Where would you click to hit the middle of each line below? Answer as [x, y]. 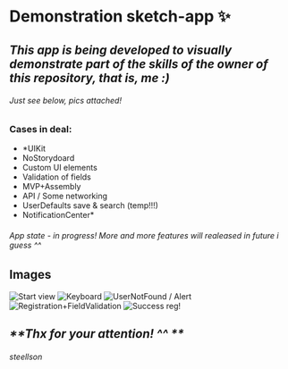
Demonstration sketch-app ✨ [120, 17]
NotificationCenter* [58, 215]
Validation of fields [56, 177]
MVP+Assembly [51, 187]
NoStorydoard [48, 158]
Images [30, 275]
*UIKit [34, 148]
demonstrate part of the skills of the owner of [139, 64]
